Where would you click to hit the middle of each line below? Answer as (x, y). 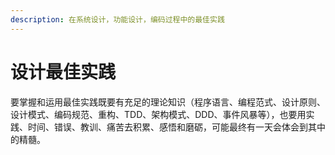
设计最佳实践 (63, 72)
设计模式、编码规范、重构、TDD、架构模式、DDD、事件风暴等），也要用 (158, 114)
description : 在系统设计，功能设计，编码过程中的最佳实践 (117, 19)
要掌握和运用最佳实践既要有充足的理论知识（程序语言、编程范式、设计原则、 (168, 102)
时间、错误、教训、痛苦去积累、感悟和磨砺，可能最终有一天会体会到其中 (176, 127)
